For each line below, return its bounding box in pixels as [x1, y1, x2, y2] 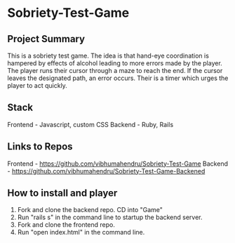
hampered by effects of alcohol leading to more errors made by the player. [7, 59, 222, 67]
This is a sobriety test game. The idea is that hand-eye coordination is [7, 51, 209, 60]
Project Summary [7, 33, 86, 45]
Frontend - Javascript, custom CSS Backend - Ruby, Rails [7, 120, 174, 129]
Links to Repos [7, 140, 73, 152]
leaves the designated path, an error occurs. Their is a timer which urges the [7, 74, 229, 82]
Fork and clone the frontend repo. [17, 221, 116, 229]
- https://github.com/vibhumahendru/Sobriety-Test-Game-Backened [7, 166, 206, 175]
